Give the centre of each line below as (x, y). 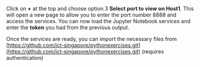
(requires (153, 52)
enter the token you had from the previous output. (68, 27)
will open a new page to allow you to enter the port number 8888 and (91, 15)
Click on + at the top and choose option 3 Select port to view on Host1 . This (100, 9)
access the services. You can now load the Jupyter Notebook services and (99, 21)
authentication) (25, 58)
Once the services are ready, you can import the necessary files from (92, 39)
